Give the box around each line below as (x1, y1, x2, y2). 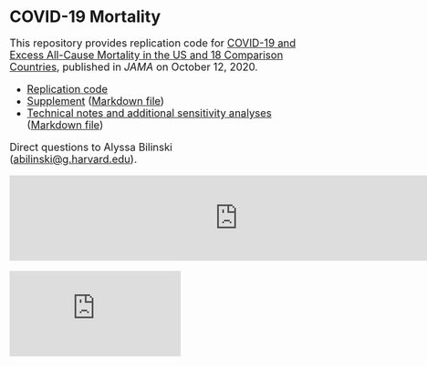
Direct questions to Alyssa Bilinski (9, 140, 173, 154)
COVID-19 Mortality (9, 6, 161, 27)
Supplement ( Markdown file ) (26, 94, 165, 107)
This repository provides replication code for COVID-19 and (9, 36, 297, 49)
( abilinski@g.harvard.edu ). (9, 152, 138, 166)
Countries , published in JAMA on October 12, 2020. (9, 60, 258, 74)
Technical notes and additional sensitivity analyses (26, 107, 272, 119)
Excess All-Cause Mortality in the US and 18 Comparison (9, 48, 284, 61)
